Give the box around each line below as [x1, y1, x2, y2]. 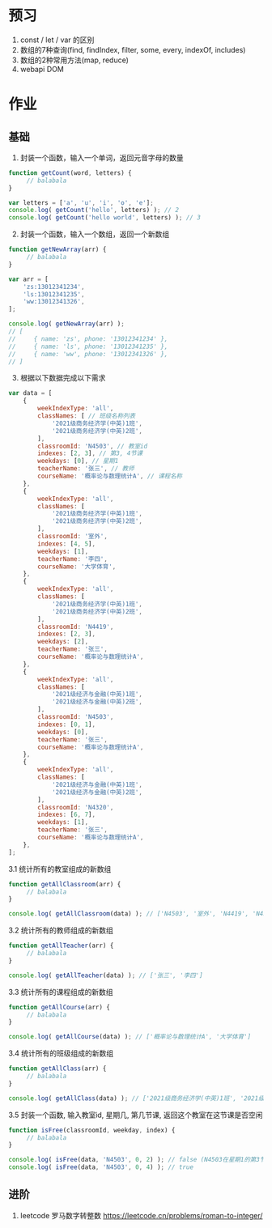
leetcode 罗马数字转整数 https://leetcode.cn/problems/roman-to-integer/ [19, 1210, 263, 1220]
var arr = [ [8, 275, 49, 283]
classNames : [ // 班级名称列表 [37, 412, 136, 420]
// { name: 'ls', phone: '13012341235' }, [8, 342, 168, 351]
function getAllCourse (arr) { [8, 1003, 111, 1011]
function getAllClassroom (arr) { [8, 880, 121, 888]
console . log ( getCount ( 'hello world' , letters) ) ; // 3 [8, 214, 201, 222]
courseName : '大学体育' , [37, 563, 117, 571]
